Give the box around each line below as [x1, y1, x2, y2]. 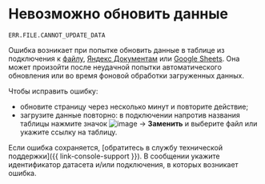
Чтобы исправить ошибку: [8, 86, 98, 96]
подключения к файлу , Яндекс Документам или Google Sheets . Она [8, 54, 240, 63]
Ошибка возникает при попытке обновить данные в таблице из [8, 45, 225, 54]
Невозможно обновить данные [8, 5, 229, 23]
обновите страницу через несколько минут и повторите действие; [19, 102, 249, 111]
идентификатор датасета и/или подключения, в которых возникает [8, 159, 239, 169]
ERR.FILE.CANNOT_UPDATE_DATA [8, 31, 106, 39]
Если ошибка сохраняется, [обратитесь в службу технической [8, 142, 223, 152]
